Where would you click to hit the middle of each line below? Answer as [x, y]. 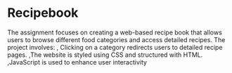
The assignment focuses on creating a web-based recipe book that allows [115, 32]
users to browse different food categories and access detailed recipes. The [116, 39]
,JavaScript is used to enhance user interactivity [77, 62]
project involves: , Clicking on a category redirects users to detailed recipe [115, 47]
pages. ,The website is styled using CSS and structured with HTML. [105, 55]
